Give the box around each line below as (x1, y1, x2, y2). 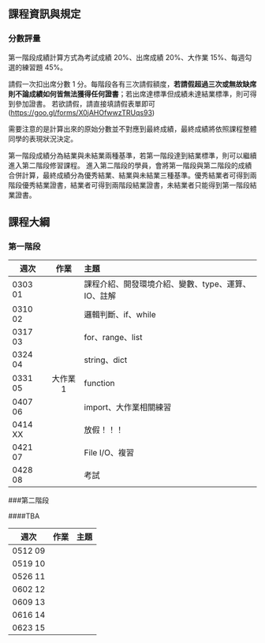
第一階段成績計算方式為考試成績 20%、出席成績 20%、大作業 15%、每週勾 (8, 52, 252, 62)
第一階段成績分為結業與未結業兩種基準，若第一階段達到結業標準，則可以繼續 (8, 151, 257, 160)
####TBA (8, 511, 40, 521)
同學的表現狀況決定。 (8, 133, 77, 144)
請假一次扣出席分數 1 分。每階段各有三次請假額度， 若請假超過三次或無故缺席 (8, 79, 257, 88)
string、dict (84, 354, 128, 365)
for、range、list (84, 332, 143, 343)
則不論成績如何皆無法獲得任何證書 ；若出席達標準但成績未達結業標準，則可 (8, 89, 250, 99)
